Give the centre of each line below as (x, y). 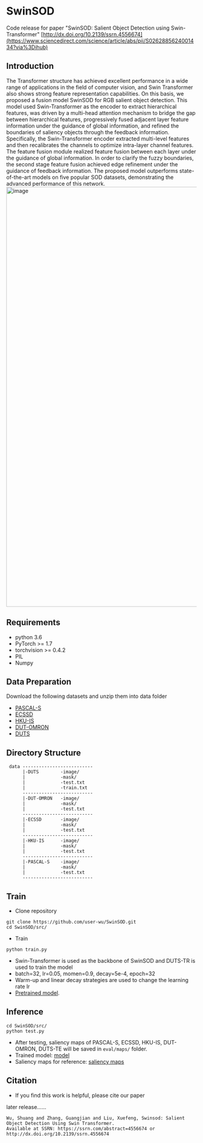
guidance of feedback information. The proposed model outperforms (92, 171)
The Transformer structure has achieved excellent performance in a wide (97, 80)
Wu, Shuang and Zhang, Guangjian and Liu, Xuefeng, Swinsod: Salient (96, 1118)
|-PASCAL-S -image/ (51, 862)
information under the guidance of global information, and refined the (93, 126)
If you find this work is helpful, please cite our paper (80, 1095)
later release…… (26, 1107)
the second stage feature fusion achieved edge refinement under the (92, 164)
